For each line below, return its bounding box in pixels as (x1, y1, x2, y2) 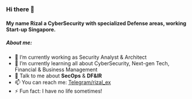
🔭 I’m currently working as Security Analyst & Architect (14, 54, 147, 61)
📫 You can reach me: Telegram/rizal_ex (14, 79, 111, 86)
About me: (6, 39, 32, 46)
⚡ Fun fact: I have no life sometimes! (14, 87, 102, 95)
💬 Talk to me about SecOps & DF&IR (14, 72, 102, 79)
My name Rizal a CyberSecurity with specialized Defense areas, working (6, 20, 187, 27)
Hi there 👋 (6, 5, 35, 13)
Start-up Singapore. (6, 26, 56, 33)
